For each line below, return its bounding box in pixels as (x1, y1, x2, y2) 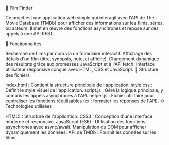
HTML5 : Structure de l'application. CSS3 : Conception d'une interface (5, 113, 153, 119)
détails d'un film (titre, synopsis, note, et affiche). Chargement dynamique (5, 56, 160, 62)
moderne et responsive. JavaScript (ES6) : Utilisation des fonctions (5, 119, 146, 124)
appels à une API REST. (5, 31, 54, 37)
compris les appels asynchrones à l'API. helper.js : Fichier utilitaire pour (5, 93, 154, 98)
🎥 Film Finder (5, 5, 33, 11)
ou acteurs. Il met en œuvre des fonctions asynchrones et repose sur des (5, 25, 159, 31)
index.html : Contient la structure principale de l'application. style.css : (5, 82, 152, 88)
